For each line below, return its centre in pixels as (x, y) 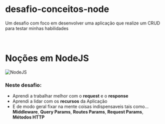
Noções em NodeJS (47, 58)
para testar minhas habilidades (37, 28)
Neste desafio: (23, 85)
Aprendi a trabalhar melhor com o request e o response (70, 96)
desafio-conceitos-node (57, 9)
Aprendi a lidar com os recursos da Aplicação (60, 101)
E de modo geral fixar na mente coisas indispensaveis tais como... (80, 106)
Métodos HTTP (28, 117)
